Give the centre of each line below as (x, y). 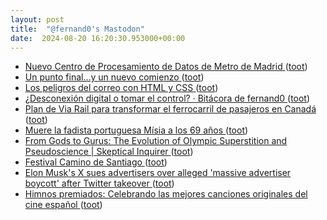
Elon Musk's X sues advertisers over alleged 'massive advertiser (158, 173)
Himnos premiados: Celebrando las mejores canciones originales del (166, 194)
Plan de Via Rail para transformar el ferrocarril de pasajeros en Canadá (170, 109)
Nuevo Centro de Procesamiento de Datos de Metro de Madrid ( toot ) (166, 67)
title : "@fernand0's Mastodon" (77, 29)
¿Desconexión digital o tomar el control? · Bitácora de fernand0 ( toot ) (167, 98)
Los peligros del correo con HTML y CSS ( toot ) (121, 88)
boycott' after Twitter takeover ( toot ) (99, 183)
